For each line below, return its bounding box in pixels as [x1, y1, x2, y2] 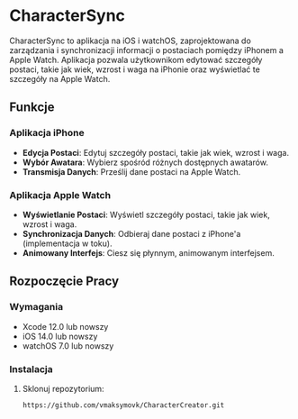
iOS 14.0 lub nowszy [22, 331, 98, 342]
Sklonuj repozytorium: [22, 383, 105, 394]
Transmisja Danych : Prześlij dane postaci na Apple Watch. [22, 166, 241, 177]
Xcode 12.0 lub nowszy [22, 321, 109, 332]
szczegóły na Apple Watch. [9, 73, 111, 84]
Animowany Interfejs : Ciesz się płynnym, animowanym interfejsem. [22, 247, 275, 258]
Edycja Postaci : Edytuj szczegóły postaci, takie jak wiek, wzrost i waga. [22, 147, 290, 158]
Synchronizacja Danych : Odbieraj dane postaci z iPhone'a [22, 228, 241, 239]
